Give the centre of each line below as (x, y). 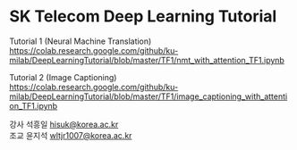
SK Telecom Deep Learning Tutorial (143, 17)
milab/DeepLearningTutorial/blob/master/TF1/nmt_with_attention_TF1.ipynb (147, 60)
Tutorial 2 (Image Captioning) (63, 77)
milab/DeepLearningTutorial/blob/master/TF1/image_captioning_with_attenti (148, 96)
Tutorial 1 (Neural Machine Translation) (81, 41)
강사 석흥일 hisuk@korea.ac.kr (64, 124)
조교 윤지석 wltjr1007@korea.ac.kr (71, 135)
